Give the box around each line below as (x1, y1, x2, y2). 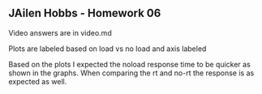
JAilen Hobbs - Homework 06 (8, 6, 161, 20)
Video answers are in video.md (8, 28, 112, 37)
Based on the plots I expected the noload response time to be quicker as (8, 59, 251, 69)
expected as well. (8, 76, 67, 86)
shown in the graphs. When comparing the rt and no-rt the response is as (8, 68, 255, 78)
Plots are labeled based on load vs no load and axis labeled (8, 44, 207, 53)
